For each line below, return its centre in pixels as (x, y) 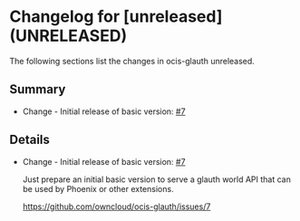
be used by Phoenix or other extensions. (98, 188)
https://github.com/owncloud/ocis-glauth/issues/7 (116, 207)
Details (29, 140)
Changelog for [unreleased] (116, 17)
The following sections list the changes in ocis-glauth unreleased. (132, 61)
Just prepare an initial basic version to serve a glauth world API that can (157, 179)
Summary (38, 89)
